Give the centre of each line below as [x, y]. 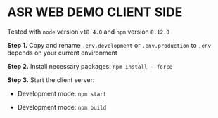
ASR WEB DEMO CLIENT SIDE [95, 12]
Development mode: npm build [62, 107]
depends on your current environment [62, 53]
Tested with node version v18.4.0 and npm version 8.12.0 [89, 32]
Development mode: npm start [62, 93]
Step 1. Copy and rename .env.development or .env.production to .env [109, 45]
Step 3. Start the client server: [51, 80]
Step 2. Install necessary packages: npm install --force [90, 66]
